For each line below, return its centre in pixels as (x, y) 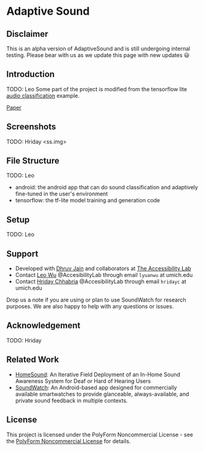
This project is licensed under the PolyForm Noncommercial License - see (100, 434)
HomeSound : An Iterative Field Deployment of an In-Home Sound (98, 374)
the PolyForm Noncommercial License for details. (69, 441)
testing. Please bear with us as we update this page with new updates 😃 (98, 55)
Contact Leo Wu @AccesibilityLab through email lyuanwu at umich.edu (104, 275)
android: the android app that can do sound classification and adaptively (107, 188)
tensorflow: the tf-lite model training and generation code (88, 200)
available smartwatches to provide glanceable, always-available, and (102, 394)
